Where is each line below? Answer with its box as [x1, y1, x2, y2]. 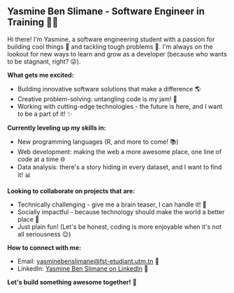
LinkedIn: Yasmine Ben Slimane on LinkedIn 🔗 [17, 264, 149, 273]
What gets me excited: [7, 70, 75, 79]
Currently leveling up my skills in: [7, 123, 106, 132]
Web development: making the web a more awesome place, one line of [17, 147, 222, 156]
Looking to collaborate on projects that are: [7, 186, 135, 195]
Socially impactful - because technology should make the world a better [17, 207, 225, 216]
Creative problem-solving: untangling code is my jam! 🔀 [17, 94, 177, 103]
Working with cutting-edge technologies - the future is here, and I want [17, 102, 223, 110]
